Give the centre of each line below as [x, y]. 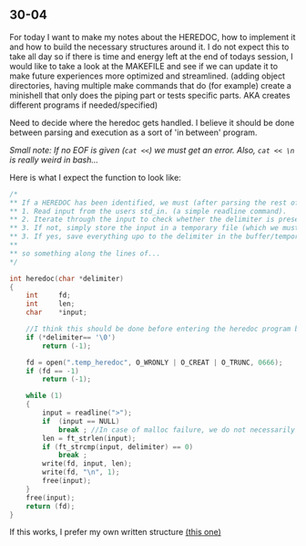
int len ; [51, 304]
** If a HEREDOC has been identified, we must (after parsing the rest [148, 203]
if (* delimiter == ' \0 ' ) [71, 337]
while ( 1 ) [45, 396]
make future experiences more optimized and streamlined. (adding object [147, 76]
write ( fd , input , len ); [87, 464]
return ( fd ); [51, 506]
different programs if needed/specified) [84, 105]
